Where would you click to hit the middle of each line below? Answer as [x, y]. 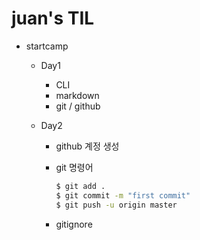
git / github [78, 106]
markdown [77, 95]
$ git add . [80, 186]
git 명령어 [74, 167]
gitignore [74, 224]
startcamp [47, 46]
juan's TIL [53, 18]
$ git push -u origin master [116, 205]
